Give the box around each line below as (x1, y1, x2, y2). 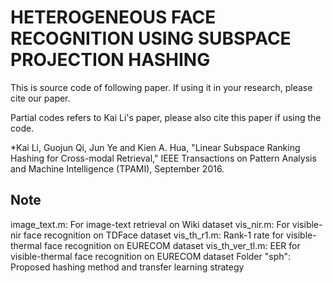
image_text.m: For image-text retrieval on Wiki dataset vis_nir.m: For (10, 218, 290, 230)
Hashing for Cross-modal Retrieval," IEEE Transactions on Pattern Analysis (10, 152, 317, 164)
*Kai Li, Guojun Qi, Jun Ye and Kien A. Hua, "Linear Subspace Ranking (10, 141, 301, 153)
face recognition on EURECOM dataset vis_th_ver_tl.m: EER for (43, 239, 301, 251)
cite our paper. (10, 92, 71, 104)
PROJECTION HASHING (10, 49, 211, 71)
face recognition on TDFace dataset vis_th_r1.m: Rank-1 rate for (23, 229, 285, 241)
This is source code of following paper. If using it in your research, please (10, 81, 313, 93)
